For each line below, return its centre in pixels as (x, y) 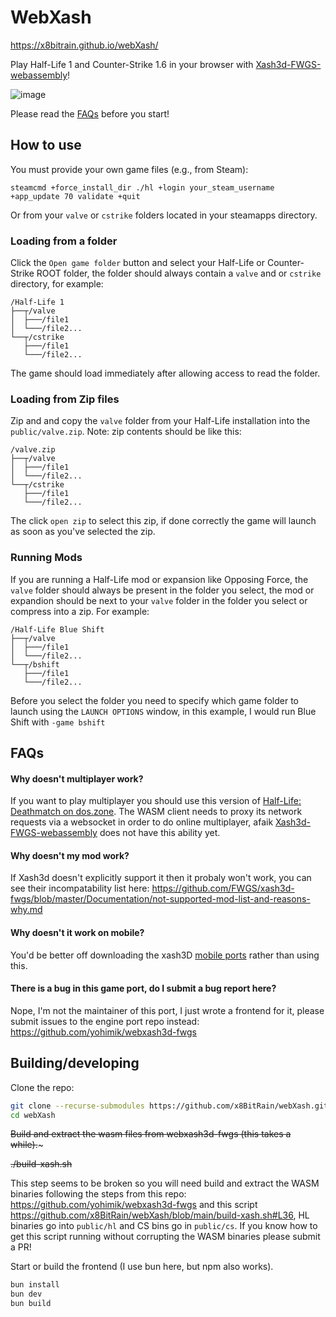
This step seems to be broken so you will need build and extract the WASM (165, 1183)
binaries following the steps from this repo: (98, 1194)
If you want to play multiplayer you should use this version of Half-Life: (156, 801)
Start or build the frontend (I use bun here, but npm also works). (142, 1267)
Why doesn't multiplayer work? (77, 778)
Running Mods (46, 558)
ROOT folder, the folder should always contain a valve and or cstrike (179, 273)
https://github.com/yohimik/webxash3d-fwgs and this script (134, 1205)
